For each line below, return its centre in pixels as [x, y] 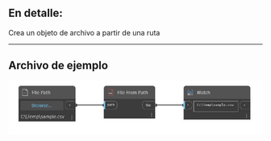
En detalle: [35, 13]
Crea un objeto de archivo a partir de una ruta [84, 32]
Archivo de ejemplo [58, 66]
